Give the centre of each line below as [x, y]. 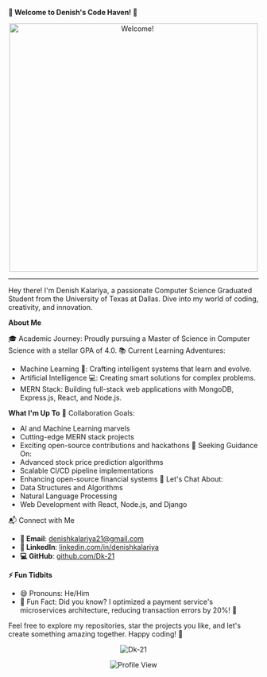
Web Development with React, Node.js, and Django [103, 504]
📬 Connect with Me [42, 520]
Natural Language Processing [68, 496]
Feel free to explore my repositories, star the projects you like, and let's [124, 625]
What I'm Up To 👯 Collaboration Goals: [72, 413]
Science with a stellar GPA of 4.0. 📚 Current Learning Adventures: [117, 350]
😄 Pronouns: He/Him [54, 593]
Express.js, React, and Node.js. [70, 398]
